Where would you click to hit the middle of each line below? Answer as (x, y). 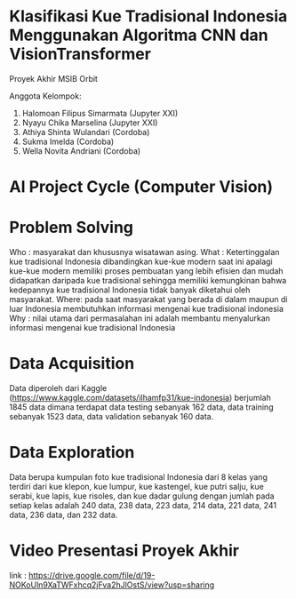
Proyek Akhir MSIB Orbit (53, 78)
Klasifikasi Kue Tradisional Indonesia (148, 16)
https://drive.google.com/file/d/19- (92, 575)
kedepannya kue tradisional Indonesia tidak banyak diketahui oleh (130, 290)
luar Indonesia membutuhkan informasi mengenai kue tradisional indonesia (147, 309)
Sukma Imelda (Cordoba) (68, 141)
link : (18, 575)
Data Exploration (72, 453)
